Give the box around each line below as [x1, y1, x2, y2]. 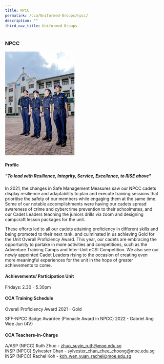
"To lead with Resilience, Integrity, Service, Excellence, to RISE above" [5, 173, 151, 179]
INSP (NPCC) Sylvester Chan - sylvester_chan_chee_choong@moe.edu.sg [5, 348, 155, 354]
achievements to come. [5, 262, 52, 268]
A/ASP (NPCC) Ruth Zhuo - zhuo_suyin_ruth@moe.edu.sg [5, 343, 122, 349]
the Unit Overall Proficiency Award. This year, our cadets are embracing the [5, 236, 157, 242]
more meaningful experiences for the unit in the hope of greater [5, 257, 133, 263]
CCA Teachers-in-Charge [5, 332, 59, 338]
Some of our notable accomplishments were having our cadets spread [5, 201, 146, 207]
